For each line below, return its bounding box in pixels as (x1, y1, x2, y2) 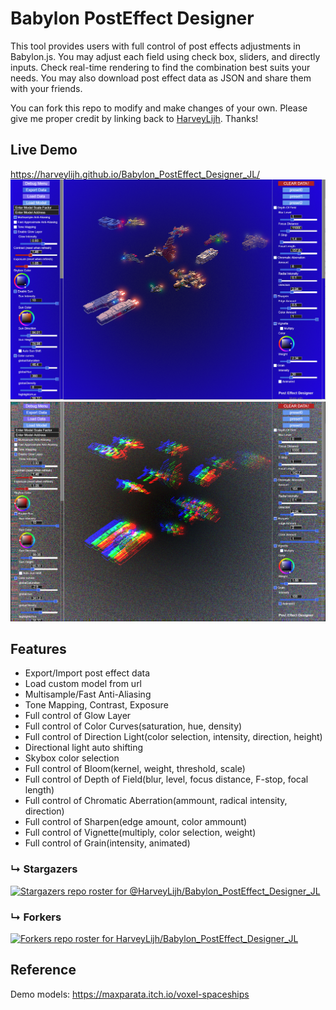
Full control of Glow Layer (24, 710, 132, 722)
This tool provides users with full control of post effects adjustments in (10, 40, 301, 52)
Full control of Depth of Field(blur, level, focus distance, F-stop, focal (24, 773, 309, 786)
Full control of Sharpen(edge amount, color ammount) (24, 816, 248, 828)
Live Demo (10, 142, 78, 159)
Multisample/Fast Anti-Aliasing (24, 688, 152, 701)
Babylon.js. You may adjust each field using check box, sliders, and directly (10, 50, 321, 62)
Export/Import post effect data (24, 667, 150, 679)
